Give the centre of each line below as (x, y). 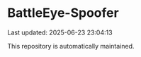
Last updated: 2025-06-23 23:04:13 (60, 32)
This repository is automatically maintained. (71, 46)
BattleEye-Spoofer (63, 13)
